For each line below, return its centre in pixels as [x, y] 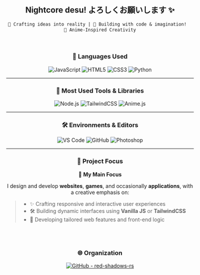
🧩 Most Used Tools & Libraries [100, 91]
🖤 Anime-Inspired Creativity [100, 30]
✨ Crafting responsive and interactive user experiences [97, 203]
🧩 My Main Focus [100, 174]
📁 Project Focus [100, 161]
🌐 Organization [100, 253]
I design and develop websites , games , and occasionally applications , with [100, 186]
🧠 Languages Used [100, 57]
